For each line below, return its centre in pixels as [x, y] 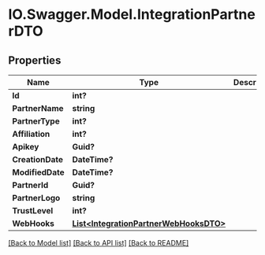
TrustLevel [33, 211]
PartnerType [36, 121]
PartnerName [38, 108]
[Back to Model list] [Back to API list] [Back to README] [99, 243]
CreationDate [37, 159]
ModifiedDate [38, 172]
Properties [35, 60]
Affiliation [31, 134]
